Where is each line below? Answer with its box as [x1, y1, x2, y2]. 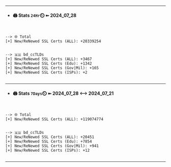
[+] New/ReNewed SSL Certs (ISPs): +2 [5, 70, 88, 75]
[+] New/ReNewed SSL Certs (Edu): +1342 [5, 61, 93, 66]
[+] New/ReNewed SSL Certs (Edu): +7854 [5, 139, 93, 144]
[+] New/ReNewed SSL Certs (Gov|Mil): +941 [5, 144, 99, 149]
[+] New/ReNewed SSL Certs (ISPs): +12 [5, 148, 90, 153]
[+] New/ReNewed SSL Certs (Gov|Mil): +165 [5, 66, 99, 71]
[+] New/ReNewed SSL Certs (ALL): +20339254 [5, 39, 101, 44]
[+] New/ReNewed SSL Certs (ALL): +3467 [5, 57, 93, 62]
